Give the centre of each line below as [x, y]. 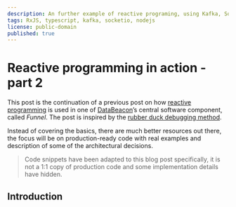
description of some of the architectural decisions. [80, 146]
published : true [31, 33]
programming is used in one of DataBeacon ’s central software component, [115, 110]
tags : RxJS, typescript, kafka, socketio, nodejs [81, 20]
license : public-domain [42, 27]
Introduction [35, 196]
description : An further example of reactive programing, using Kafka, [114, 14]
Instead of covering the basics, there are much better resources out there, [114, 131]
